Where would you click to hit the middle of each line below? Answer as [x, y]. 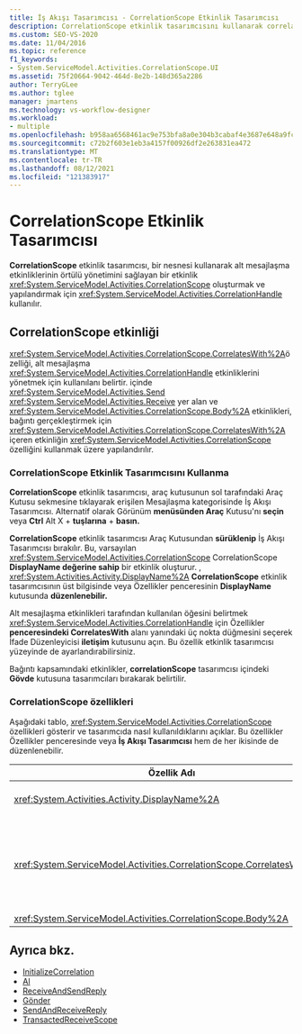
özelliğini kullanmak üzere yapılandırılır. [82, 449]
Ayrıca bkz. [42, 950]
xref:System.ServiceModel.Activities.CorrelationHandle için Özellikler [137, 623]
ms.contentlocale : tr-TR [56, 160]
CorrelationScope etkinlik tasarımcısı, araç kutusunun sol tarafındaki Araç [147, 493]
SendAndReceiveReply [65, 1011]
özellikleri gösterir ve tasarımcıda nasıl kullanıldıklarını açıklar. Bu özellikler [146, 731]
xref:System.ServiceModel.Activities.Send [87, 392]
